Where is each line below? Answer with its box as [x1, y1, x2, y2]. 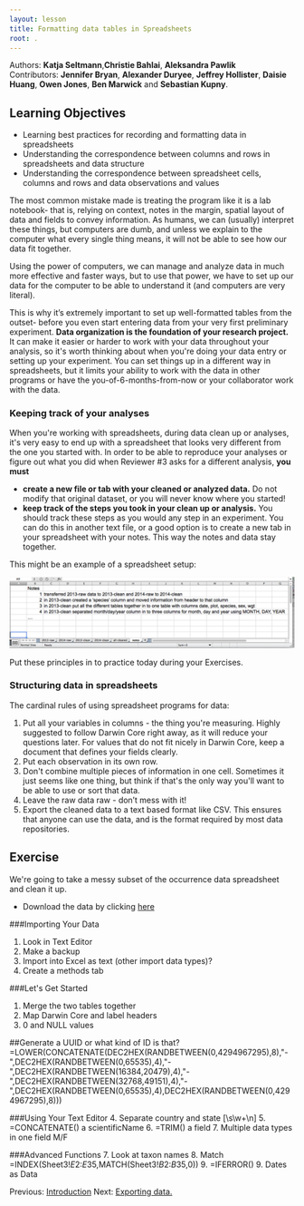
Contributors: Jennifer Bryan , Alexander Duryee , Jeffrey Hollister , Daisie [9, 69, 287, 81]
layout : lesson [9, 15, 67, 24]
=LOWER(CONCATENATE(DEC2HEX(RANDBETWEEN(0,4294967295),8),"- [9, 1046, 289, 1057]
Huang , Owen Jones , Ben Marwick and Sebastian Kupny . [9, 79, 229, 90]
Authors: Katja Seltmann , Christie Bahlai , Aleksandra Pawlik [9, 60, 237, 71]
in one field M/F [9, 1132, 68, 1143]
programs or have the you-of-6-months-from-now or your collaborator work [9, 374, 294, 385]
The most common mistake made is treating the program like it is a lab [9, 195, 271, 206]
